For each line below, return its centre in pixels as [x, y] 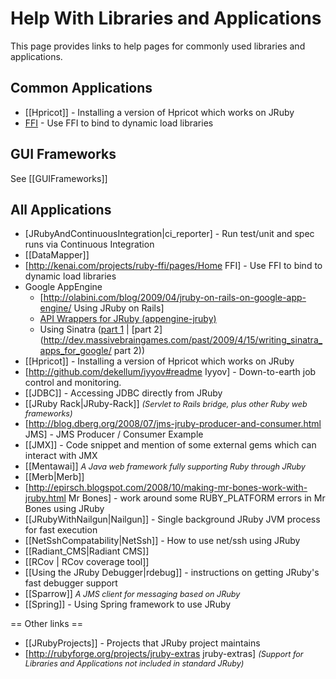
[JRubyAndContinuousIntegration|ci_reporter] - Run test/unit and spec [169, 234]
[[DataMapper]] [57, 255]
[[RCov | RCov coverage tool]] [87, 562]
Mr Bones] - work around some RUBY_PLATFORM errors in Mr [197, 498]
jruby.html [45, 498]
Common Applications [81, 88]
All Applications [61, 209]
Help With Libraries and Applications [166, 18]
